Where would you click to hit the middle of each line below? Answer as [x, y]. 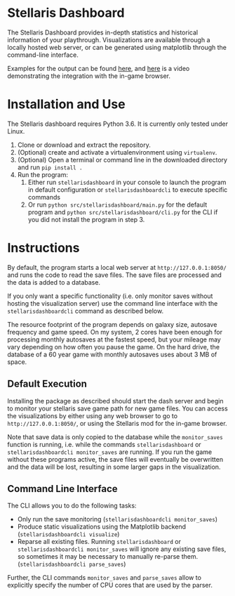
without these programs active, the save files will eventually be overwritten [115, 459]
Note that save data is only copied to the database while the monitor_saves [115, 436]
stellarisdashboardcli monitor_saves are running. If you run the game [110, 452]
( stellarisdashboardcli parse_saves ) [72, 564]
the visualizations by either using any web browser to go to [92, 415]
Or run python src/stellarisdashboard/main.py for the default [117, 205]
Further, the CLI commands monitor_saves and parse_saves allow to [105, 578]
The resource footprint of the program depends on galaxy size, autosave [112, 324]
